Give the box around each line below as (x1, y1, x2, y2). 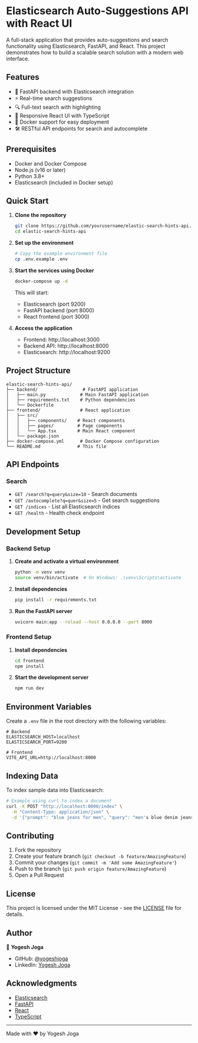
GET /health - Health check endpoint (14, 510, 105, 517)
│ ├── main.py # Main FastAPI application (6, 391, 149, 397)
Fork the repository (14, 847, 62, 854)
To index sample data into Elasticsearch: (6, 786, 104, 793)
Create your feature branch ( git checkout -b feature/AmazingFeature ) (14, 853, 187, 860)
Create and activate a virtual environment (14, 558, 119, 565)
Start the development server (14, 674, 89, 681)
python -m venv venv (14, 569, 65, 575)
